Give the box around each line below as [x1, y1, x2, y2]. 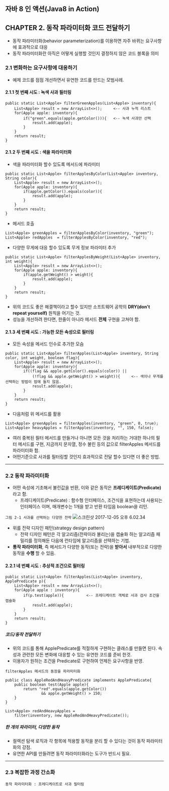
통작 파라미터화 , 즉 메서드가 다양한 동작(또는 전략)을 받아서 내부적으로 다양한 [12, 544, 162, 550]
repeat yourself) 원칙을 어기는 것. [12, 310, 81, 316]
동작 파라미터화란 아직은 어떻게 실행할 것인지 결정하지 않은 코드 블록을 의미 [12, 50, 159, 56]
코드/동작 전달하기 [5, 632, 41, 638]
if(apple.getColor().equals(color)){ [23, 189, 102, 194]
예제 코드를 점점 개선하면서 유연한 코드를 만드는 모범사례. [12, 77, 124, 83]
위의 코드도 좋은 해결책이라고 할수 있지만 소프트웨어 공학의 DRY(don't [12, 303, 150, 310]
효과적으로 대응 [18, 44, 48, 50]
